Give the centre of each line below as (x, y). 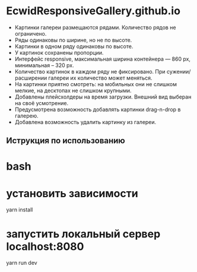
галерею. (26, 116)
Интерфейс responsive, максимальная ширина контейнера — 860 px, (103, 59)
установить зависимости (72, 193)
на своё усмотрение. (42, 103)
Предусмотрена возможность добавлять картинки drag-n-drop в (98, 109)
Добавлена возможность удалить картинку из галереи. (85, 122)
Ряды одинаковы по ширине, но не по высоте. (73, 40)
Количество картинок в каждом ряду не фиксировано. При (90, 71)
